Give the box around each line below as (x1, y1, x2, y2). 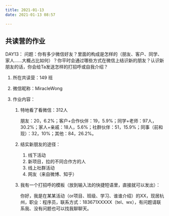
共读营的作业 (5, 37, 46, 45)
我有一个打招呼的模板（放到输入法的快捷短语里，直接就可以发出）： (20, 182, 161, 188)
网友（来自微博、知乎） (27, 171, 77, 177)
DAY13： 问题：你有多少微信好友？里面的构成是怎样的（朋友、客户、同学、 (5, 51, 162, 57)
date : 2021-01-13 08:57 (5, 12, 56, 17)
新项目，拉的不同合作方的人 (27, 159, 86, 165)
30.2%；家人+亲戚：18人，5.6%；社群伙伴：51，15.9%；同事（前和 (20, 124, 163, 130)
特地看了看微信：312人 (20, 107, 68, 113)
